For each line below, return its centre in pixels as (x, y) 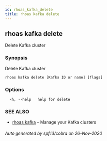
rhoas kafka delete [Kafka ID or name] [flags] (54, 77)
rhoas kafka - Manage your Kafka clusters (54, 122)
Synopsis (16, 58)
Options (15, 89)
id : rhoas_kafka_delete (29, 9)
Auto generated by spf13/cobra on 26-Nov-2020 (54, 133)
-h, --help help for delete (40, 99)
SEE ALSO (17, 111)
